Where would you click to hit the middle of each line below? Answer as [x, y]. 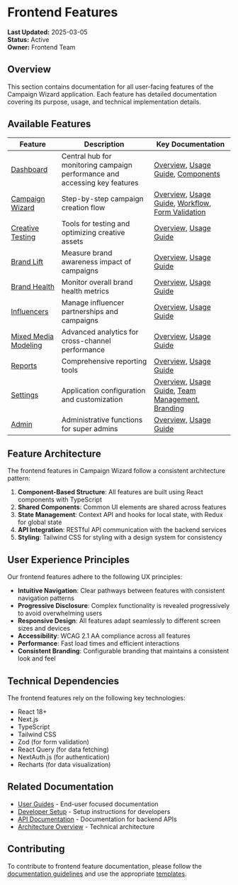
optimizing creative [93, 232]
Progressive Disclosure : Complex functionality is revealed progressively [124, 606]
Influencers [30, 311]
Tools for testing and [96, 223]
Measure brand [87, 253]
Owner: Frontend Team [41, 47]
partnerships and [90, 311]
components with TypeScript [60, 500]
